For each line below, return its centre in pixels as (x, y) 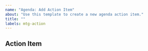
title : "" (15, 19)
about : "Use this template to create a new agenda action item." (74, 14)
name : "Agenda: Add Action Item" (40, 10)
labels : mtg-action (25, 24)
